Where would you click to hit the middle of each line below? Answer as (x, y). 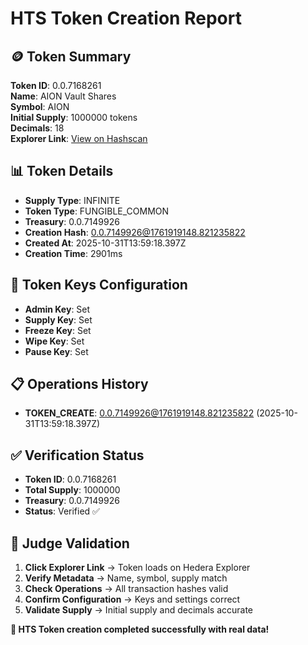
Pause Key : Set (56, 351)
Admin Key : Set (57, 309)
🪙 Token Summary (71, 56)
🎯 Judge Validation (70, 543)
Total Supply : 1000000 (72, 490)
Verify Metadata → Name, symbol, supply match (126, 578)
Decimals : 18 (37, 128)
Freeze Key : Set (58, 330)
